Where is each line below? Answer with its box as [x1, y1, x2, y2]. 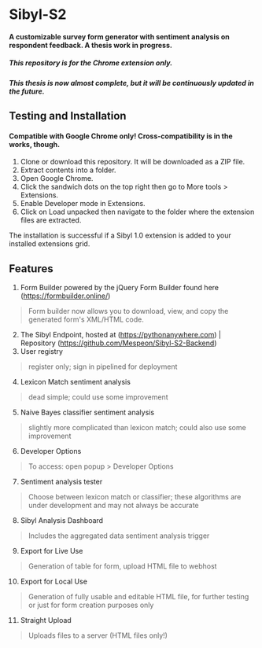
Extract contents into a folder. [20, 165, 116, 175]
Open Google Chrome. [20, 174, 94, 183]
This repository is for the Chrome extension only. [9, 58, 173, 68]
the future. [9, 87, 46, 96]
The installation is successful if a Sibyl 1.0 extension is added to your [9, 230, 231, 241]
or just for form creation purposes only [28, 600, 154, 610]
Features [9, 262, 54, 275]
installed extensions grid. [9, 239, 90, 249]
